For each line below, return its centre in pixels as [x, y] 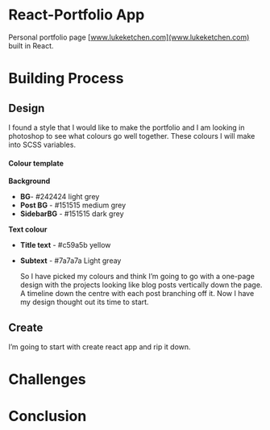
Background [29, 181]
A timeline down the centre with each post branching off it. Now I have [137, 294]
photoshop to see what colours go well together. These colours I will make [132, 136]
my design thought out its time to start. [84, 302]
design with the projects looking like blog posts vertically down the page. [141, 285]
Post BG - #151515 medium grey [73, 205]
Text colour [28, 230]
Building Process [66, 79]
